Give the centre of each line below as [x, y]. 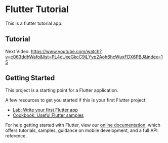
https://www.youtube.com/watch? [66, 51]
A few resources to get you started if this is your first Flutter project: [76, 100]
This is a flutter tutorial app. [34, 23]
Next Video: [18, 51]
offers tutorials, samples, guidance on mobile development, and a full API [81, 130]
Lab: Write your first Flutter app [45, 110]
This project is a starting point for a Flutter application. [62, 90]
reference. [16, 135]
